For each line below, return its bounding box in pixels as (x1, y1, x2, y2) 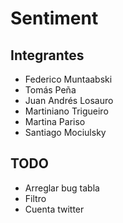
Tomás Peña (24, 84, 77, 96)
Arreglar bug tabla (24, 182, 100, 194)
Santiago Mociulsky (24, 127, 107, 138)
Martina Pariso (24, 116, 86, 127)
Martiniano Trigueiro (24, 105, 109, 117)
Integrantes (10, 47, 85, 64)
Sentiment (10, 7, 99, 30)
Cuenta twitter (24, 203, 85, 215)
